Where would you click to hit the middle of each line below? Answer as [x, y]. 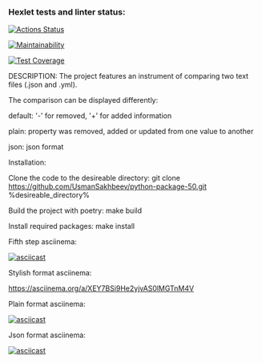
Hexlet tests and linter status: [67, 12]
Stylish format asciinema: [50, 273]
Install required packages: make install [71, 226]
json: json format [36, 147]
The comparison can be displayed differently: [83, 100]
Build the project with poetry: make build [75, 210]
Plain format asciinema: [47, 304]
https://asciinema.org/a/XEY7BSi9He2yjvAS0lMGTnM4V [101, 288]
